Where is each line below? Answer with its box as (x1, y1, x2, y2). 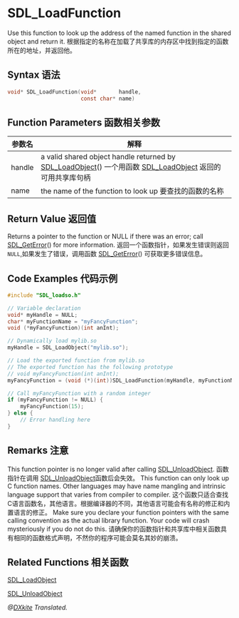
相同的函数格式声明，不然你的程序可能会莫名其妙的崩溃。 (13, 533, 182, 542)
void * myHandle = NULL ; (7, 311, 78, 318)
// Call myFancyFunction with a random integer (7, 390, 152, 397)
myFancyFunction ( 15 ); (20, 403, 84, 410)
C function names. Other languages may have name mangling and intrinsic (7, 482, 226, 490)
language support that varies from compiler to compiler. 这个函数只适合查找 (7, 490, 229, 499)
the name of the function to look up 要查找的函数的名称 (40, 186, 224, 196)
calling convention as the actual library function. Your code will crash (7, 516, 210, 525)
